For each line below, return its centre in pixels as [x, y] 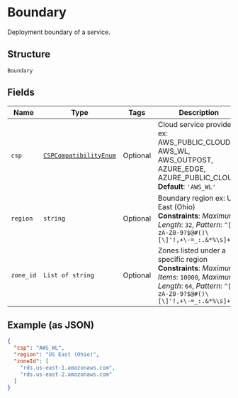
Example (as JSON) [51, 325]
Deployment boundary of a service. [59, 32]
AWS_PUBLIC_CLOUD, [195, 142]
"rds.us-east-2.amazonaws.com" [66, 374]
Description [199, 112]
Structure [29, 54]
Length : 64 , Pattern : [191, 286]
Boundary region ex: [192, 198]
